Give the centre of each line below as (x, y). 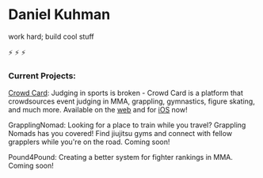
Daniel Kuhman (59, 15)
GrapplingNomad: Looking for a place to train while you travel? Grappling (127, 125)
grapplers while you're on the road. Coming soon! (89, 142)
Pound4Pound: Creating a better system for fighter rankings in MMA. (121, 157)
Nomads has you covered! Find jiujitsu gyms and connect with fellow (120, 134)
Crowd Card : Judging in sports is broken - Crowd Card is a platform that (126, 93)
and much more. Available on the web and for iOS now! (98, 110)
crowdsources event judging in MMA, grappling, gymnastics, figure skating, (131, 101)
